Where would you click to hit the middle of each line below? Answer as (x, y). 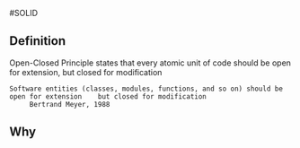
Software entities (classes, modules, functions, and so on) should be (146, 89)
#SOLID (24, 13)
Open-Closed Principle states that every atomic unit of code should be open (150, 63)
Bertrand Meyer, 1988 (70, 104)
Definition (37, 41)
